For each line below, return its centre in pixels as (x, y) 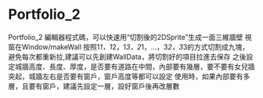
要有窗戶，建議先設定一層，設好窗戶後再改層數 (104, 86)
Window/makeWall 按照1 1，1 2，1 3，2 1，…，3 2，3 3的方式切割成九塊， (135, 47)
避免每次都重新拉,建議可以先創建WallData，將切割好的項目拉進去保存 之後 (127, 56)
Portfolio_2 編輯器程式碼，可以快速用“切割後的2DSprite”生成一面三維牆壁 (126, 37)
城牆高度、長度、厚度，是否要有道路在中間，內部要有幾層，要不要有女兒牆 (135, 66)
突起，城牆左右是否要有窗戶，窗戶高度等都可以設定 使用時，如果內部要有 (126, 76)
